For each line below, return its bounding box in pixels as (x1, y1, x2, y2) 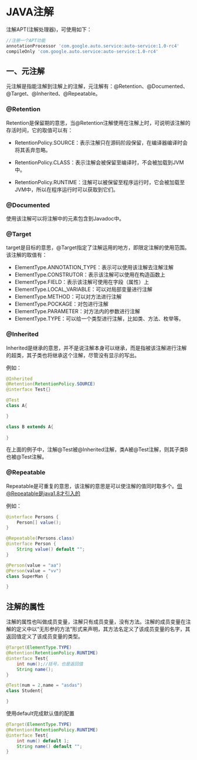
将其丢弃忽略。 (14, 146, 51, 153)
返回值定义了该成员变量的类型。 (6, 633, 83, 640)
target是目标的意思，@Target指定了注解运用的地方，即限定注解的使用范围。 (6, 244, 190, 251)
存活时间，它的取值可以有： (6, 127, 73, 134)
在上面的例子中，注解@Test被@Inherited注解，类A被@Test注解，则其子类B (6, 446, 188, 453)
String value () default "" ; (16, 547, 85, 552)
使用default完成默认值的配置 (6, 710, 75, 717)
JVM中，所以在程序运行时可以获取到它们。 (14, 186, 119, 193)
